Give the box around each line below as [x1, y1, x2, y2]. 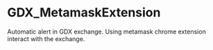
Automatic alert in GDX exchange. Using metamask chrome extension [7, 27, 206, 36]
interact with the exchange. [7, 34, 85, 42]
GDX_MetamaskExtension [7, 5, 161, 21]
